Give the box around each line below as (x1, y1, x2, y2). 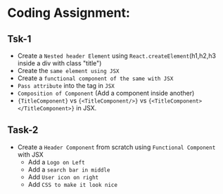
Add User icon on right (27, 172, 99, 181)
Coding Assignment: (7, 5, 130, 21)
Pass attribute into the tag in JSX (17, 82, 115, 89)
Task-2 (7, 124, 39, 136)
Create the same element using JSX (17, 67, 120, 75)
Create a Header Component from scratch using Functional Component (17, 143, 216, 151)
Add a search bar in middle (27, 165, 110, 174)
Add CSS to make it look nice (27, 180, 118, 188)
